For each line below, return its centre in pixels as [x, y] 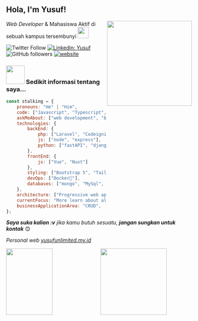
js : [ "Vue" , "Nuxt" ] [63, 162]
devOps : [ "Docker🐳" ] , [54, 179]
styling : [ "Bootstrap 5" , [59, 173]
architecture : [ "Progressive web [58, 194]
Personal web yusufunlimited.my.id [49, 240]
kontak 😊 [18, 229]
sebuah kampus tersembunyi [41, 36]
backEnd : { [41, 129]
